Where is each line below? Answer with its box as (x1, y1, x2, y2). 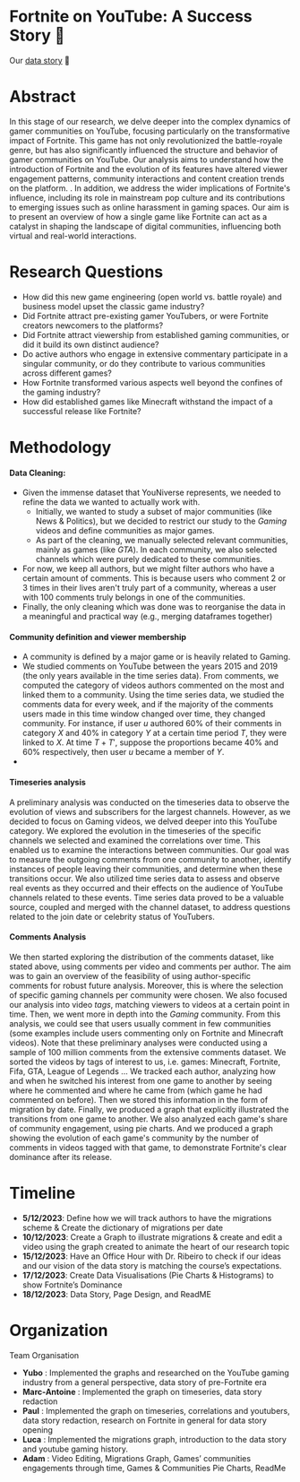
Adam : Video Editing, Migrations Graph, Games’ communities (21, 1452, 252, 1463)
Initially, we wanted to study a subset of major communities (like (35, 507, 272, 517)
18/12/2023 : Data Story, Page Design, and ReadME (21, 1288, 212, 1299)
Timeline (9, 1183, 76, 1203)
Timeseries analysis (9, 777, 87, 787)
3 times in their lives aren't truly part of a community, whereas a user (21, 583, 277, 594)
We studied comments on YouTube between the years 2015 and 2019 (21, 661, 279, 672)
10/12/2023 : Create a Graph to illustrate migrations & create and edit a (21, 1231, 283, 1243)
